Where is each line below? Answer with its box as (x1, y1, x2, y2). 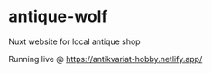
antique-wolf (8, 6, 108, 27)
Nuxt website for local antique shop (8, 36, 141, 47)
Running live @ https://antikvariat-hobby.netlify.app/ (8, 53, 203, 64)
